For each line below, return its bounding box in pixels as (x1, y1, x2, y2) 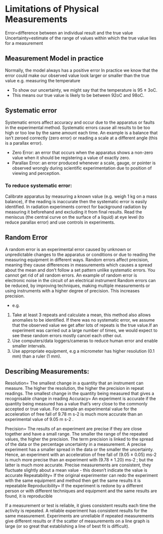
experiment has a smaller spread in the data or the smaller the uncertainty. (5, 447, 154, 453)
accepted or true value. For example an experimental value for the (5, 406, 137, 412)
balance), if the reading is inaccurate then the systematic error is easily (5, 198, 147, 204)
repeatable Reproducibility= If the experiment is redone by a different (5, 483, 143, 489)
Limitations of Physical (5, 3, 99, 15)
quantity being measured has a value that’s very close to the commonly (5, 401, 148, 407)
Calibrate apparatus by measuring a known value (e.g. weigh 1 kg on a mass (5, 193, 157, 199)
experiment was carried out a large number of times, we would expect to (12, 327, 158, 333)
